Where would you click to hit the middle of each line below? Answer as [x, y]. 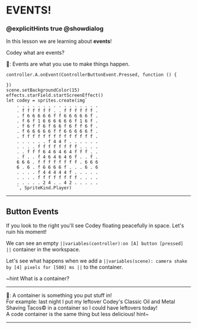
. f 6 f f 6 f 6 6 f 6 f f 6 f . [57, 126]
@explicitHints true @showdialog [55, 29]
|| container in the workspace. [43, 250]
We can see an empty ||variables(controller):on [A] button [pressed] [95, 243]
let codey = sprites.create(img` [47, 100]
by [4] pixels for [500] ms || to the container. [64, 267]
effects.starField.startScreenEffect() [55, 95]
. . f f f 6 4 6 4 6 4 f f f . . [57, 152]
